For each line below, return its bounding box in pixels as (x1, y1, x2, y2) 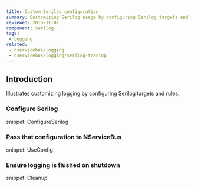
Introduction (6, 74, 53, 84)
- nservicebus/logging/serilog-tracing (8, 53, 107, 58)
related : (6, 42, 28, 48)
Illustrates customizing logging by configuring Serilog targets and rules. (6, 90, 180, 97)
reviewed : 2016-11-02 (6, 19, 60, 25)
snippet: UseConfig (6, 146, 53, 153)
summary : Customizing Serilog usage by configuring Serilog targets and (6, 14, 189, 20)
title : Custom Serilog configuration (6, 8, 99, 15)
